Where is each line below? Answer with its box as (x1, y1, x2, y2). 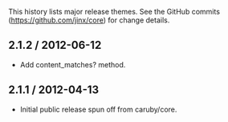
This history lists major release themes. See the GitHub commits (8, 7, 221, 16)
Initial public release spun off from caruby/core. (19, 104, 177, 114)
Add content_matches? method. (19, 59, 126, 69)
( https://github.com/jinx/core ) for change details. (8, 15, 170, 25)
